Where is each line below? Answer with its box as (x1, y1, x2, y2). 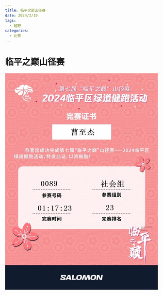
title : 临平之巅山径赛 (5, 8, 46, 13)
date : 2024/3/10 (5, 13, 38, 18)
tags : (5, 18, 16, 23)
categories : (5, 28, 29, 34)
